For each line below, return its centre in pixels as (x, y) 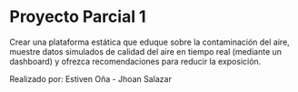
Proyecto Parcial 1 (78, 17)
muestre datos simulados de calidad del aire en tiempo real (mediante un (146, 51)
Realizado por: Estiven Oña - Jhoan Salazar (91, 78)
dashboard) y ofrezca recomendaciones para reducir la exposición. (135, 61)
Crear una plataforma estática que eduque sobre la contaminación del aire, (150, 42)
